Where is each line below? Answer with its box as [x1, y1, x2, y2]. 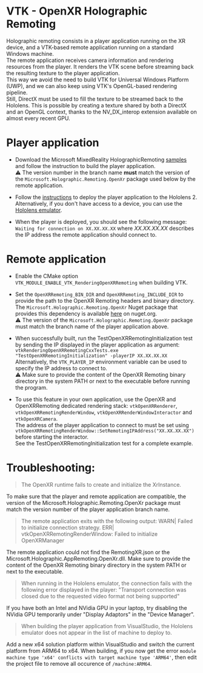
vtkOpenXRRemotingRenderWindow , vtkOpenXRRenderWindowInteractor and [15, 408, 192, 416]
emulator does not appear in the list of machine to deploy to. [21, 629, 173, 636]
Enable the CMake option [15, 272, 79, 280]
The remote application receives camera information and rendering [6, 56, 174, 64]
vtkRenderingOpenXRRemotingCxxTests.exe [15, 347, 119, 353]
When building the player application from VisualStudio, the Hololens [21, 622, 193, 629]
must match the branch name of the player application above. [15, 323, 169, 330]
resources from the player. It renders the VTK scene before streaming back [6, 63, 194, 70]
